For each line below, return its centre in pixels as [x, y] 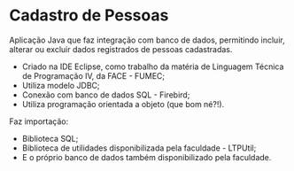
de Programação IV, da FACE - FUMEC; [93, 75]
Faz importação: [39, 121]
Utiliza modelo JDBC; [61, 85]
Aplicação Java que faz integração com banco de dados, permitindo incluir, [147, 40]
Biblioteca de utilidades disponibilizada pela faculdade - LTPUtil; [139, 148]
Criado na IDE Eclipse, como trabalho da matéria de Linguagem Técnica [153, 66]
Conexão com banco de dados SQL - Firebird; [106, 95]
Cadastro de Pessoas [89, 16]
